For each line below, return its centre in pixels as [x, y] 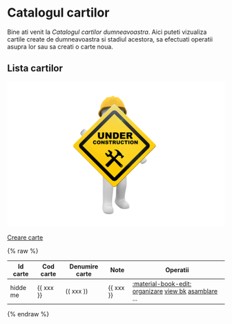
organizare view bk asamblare [175, 291]
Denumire [84, 266]
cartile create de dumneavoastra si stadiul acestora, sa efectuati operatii [110, 39]
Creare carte [25, 237]
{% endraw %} [28, 314]
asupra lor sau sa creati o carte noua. [60, 46]
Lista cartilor [35, 68]
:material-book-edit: [162, 284]
